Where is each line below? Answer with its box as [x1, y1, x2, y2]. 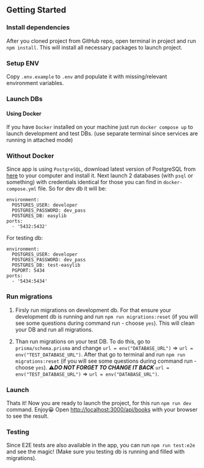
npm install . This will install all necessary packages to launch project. [6, 43, 183, 51]
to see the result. [6, 412, 49, 420]
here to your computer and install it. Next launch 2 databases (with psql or [6, 172, 194, 179]
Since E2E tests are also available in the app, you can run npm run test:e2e [6, 442, 195, 449]
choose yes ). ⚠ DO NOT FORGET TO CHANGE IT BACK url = [15, 363, 170, 371]
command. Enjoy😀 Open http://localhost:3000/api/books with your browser [6, 406, 198, 413]
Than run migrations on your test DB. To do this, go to [15, 338, 151, 345]
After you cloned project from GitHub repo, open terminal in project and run [6, 37, 197, 45]
